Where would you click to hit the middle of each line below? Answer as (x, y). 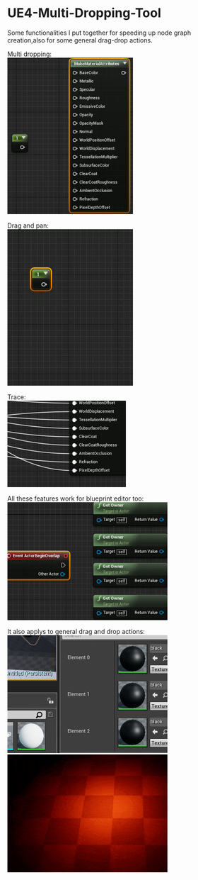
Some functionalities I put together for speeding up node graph (99, 33)
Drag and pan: (28, 225)
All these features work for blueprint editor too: (76, 499)
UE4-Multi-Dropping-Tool (84, 13)
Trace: (17, 397)
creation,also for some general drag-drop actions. (80, 40)
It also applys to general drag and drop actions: (76, 631)
